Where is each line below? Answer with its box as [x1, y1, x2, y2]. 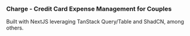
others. [6, 24, 24, 31]
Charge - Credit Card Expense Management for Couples [6, 5, 172, 13]
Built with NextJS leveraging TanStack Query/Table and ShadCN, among [6, 18, 184, 25]
